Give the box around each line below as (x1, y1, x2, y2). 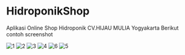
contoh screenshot (6, 30, 53, 37)
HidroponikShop (6, 4, 90, 18)
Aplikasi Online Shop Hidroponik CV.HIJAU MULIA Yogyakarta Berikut (6, 24, 179, 31)
